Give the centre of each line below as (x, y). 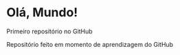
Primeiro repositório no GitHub (50, 31)
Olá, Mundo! (42, 13)
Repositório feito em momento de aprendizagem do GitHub (90, 44)
